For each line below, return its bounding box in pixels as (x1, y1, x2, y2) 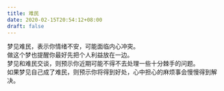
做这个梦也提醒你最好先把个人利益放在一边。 (7, 51, 134, 59)
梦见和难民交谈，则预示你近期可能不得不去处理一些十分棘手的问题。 (7, 60, 199, 68)
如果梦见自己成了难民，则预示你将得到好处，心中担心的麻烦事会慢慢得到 (7, 68, 211, 76)
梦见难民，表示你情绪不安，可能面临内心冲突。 (7, 42, 139, 51)
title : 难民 (7, 10, 39, 17)
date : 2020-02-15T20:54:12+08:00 (7, 16, 103, 23)
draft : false (7, 23, 45, 29)
